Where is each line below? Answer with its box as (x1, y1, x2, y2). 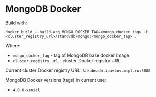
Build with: (5, 20, 27, 26)
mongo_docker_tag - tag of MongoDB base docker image (12, 52, 129, 58)
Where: (5, 42, 21, 48)
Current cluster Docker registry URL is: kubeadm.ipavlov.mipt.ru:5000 (5, 67, 151, 73)
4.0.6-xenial (12, 87, 41, 93)
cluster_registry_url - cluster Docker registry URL (12, 57, 121, 63)
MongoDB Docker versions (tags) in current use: (5, 77, 106, 83)
